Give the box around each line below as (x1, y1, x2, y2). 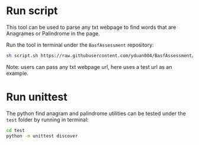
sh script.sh (6, 52, 38, 58)
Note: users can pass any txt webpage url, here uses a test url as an (6, 63, 172, 70)
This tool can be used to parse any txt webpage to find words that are (6, 24, 176, 31)
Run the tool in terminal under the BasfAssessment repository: (6, 41, 154, 48)
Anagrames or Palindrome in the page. (6, 29, 100, 37)
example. (6, 70, 28, 77)
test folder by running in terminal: (6, 116, 89, 123)
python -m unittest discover (6, 133, 78, 139)
